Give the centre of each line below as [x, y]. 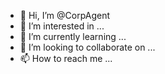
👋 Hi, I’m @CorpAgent [64, 15]
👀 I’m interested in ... [62, 26]
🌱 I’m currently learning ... [73, 36]
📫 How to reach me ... [66, 58]
